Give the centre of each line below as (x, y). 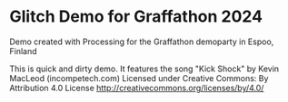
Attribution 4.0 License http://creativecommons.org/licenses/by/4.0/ (137, 88)
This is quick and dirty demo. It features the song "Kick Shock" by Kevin (144, 69)
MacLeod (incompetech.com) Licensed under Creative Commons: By (139, 78)
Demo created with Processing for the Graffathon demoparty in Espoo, (142, 42)
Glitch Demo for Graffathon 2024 (136, 17)
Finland (24, 51)
